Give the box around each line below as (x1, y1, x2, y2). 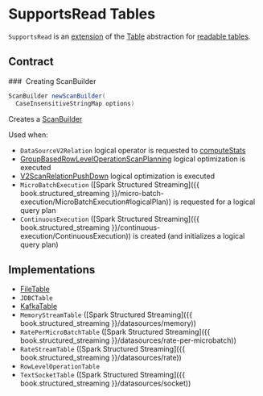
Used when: (8, 130, 48, 140)
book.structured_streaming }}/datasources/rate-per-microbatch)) (19, 336, 237, 345)
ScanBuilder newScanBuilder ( (8, 92, 106, 100)
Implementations (8, 263, 96, 277)
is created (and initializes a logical (132, 231, 245, 240)
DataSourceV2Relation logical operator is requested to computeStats (19, 145, 246, 155)
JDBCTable (19, 294, 54, 302)
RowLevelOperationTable (19, 363, 101, 371)
